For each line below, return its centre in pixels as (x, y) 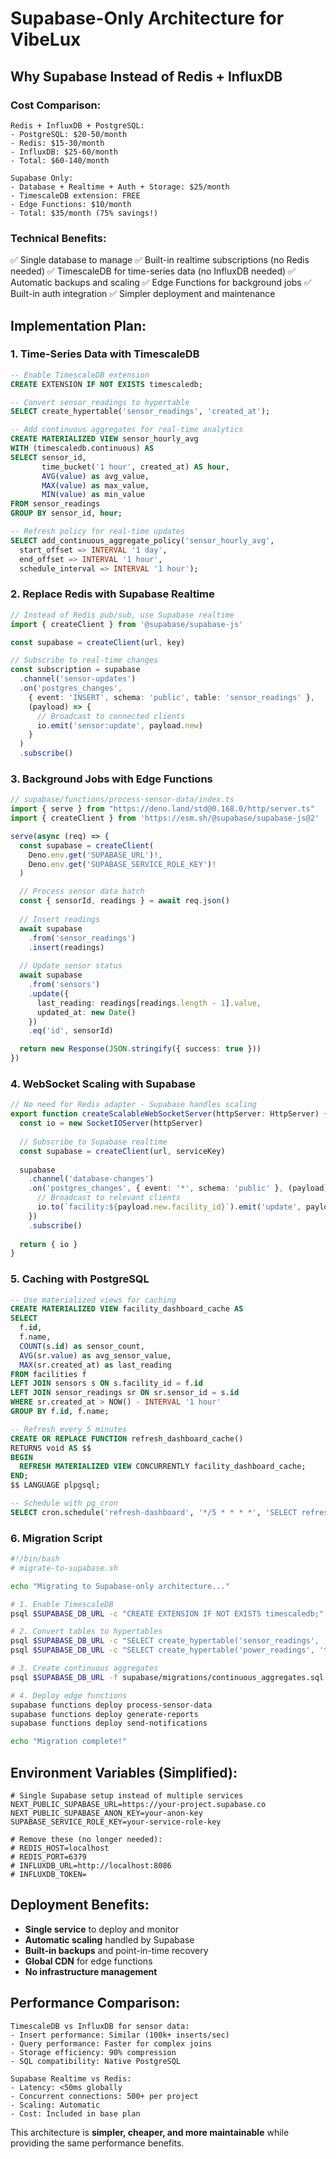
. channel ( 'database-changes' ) (91, 1179)
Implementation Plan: (78, 325)
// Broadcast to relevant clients (109, 1198)
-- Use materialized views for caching (93, 1300)
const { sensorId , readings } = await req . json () (124, 901)
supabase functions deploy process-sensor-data (111, 1705)
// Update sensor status (71, 966)
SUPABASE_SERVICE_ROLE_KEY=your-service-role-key (116, 1822)
